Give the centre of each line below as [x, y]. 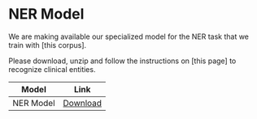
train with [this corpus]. [48, 45]
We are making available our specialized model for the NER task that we [129, 36]
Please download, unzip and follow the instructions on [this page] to [122, 61]
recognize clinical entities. [52, 69]
